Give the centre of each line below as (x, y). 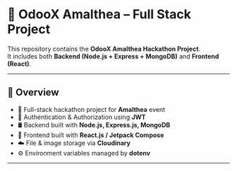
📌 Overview (33, 93)
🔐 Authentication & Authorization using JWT (81, 117)
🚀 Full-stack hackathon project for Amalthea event (91, 109)
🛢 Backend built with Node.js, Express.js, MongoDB (94, 125)
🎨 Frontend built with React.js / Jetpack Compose (91, 135)
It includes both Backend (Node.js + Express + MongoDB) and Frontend (113, 56)
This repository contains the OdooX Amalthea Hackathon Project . (104, 49)
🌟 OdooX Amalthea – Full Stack (99, 14)
